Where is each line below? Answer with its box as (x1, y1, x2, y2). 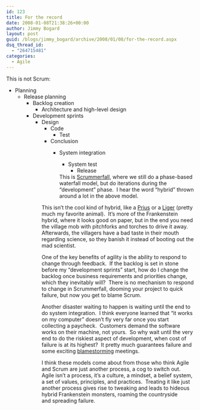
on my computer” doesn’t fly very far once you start (41, 316, 169, 323)
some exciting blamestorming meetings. (41, 347, 140, 354)
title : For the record (6, 14, 62, 20)
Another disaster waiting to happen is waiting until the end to (41, 303, 190, 310)
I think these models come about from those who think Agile (41, 359, 189, 366)
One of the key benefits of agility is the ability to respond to (41, 253, 187, 260)
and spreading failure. (41, 397, 95, 404)
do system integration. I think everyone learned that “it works (41, 309, 193, 316)
